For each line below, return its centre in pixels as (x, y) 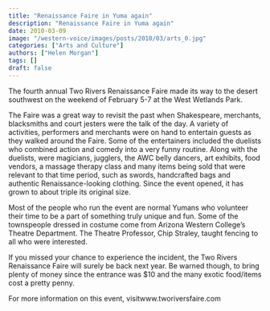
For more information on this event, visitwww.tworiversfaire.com (115, 298)
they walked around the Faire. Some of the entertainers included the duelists (135, 141)
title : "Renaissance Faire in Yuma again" (80, 16)
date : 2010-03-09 (37, 31)
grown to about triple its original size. (70, 192)
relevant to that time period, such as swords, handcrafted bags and (119, 174)
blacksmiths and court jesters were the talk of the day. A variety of (119, 123)
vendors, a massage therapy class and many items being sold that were (127, 166)
